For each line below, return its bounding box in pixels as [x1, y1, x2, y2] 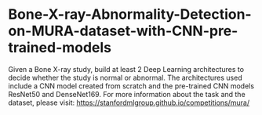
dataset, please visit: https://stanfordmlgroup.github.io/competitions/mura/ [8, 98, 249, 107]
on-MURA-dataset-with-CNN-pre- [8, 22, 238, 40]
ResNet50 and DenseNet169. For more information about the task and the [8, 89, 246, 99]
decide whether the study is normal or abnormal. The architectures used [8, 73, 242, 82]
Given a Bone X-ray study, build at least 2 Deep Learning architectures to [8, 64, 245, 74]
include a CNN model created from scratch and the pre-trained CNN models [8, 81, 255, 91]
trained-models [8, 39, 112, 56]
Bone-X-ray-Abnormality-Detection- [8, 5, 253, 23]
